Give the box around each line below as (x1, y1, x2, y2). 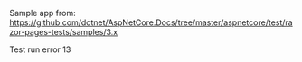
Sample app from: (9, 8, 77, 18)
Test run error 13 (9, 44, 71, 55)
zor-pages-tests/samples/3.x (9, 27, 118, 37)
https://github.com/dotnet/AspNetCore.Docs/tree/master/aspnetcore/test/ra (9, 17, 293, 28)
